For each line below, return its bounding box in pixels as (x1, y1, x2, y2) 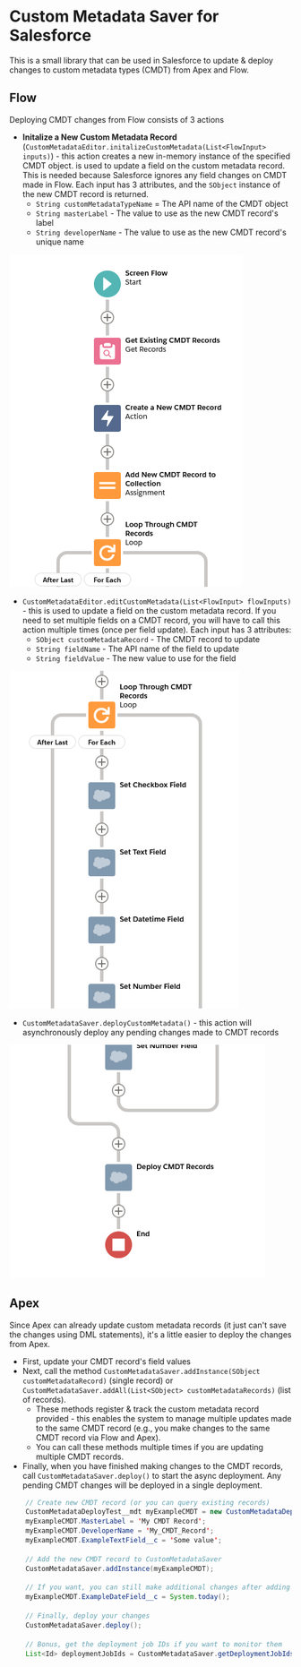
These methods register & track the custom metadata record (35, 1404, 260, 1414)
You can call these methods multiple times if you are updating (35, 1441, 264, 1452)
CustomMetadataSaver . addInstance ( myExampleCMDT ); (25, 1564, 215, 1573)
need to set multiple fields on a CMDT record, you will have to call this (21, 614, 280, 625)
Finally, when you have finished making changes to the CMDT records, (21, 1460, 284, 1471)
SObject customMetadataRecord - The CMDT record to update (35, 633, 261, 644)
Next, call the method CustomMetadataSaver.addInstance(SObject (21, 1365, 261, 1376)
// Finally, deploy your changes (25, 1611, 150, 1620)
